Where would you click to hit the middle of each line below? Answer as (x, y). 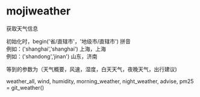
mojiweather (39, 11)
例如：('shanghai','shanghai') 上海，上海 (56, 49)
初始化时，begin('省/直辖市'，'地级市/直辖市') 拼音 (69, 41)
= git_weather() (25, 87)
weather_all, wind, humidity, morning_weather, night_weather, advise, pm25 (100, 81)
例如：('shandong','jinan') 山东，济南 (52, 56)
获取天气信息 (22, 28)
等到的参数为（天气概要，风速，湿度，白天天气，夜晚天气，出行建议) (92, 69)
